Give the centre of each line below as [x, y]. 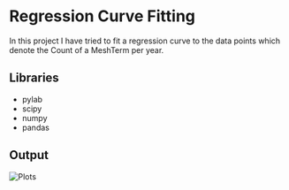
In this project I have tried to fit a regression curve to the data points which [145, 41]
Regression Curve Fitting [103, 16]
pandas [36, 127]
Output [29, 155]
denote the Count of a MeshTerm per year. [87, 49]
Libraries [34, 78]
